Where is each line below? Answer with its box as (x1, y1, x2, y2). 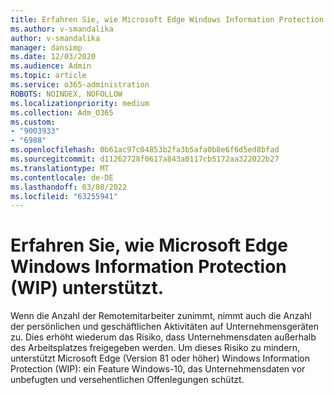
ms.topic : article (10, 71, 87, 81)
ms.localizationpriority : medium (10, 98, 150, 108)
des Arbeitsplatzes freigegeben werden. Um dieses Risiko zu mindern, (10, 342, 301, 354)
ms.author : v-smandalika (10, 24, 114, 34)
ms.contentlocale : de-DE (10, 172, 114, 183)
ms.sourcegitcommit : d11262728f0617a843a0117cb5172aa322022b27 (10, 154, 280, 164)
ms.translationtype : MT (10, 163, 110, 173)
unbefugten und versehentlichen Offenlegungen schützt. (10, 374, 245, 386)
